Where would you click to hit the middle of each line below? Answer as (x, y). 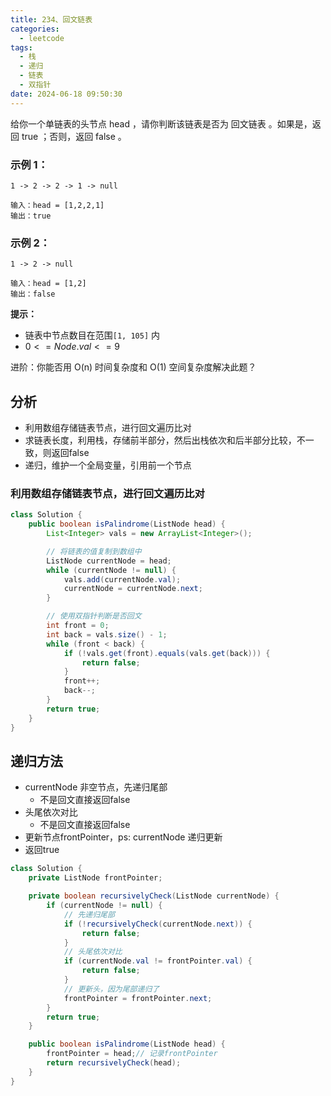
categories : (35, 29)
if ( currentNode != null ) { (104, 906)
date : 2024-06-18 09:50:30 (66, 94)
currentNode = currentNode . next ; (133, 589)
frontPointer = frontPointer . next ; (138, 998)
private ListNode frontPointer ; (95, 878)
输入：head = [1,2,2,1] (57, 205)
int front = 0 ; (78, 626)
